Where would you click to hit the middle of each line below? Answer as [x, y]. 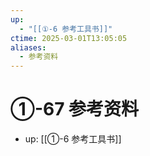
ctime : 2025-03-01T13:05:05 [69, 38]
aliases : [28, 47]
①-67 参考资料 [75, 109]
